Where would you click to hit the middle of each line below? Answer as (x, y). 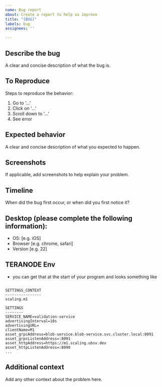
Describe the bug (33, 53)
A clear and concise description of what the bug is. (58, 65)
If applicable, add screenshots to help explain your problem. (67, 175)
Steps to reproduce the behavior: (39, 93)
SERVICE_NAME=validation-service (40, 317)
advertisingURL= (22, 325)
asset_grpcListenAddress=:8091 (38, 339)
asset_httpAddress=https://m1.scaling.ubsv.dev (56, 343)
